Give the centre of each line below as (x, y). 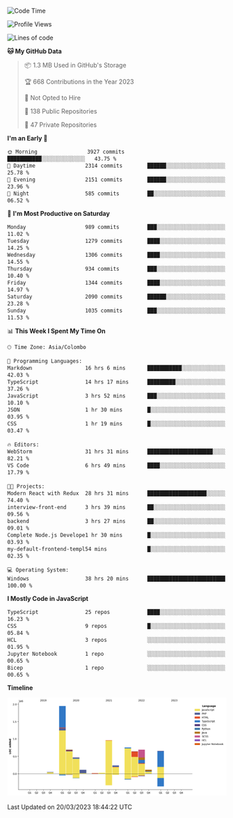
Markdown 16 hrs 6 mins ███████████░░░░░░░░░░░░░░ (116, 368)
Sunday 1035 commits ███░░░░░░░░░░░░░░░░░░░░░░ (116, 310)
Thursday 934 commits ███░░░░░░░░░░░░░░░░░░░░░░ (116, 269)
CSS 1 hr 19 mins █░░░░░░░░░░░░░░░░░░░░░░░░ (116, 424)
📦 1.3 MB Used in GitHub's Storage (75, 65)
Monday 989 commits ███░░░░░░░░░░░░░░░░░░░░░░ (116, 227)
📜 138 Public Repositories (61, 111)
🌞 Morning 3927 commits (66, 152)
